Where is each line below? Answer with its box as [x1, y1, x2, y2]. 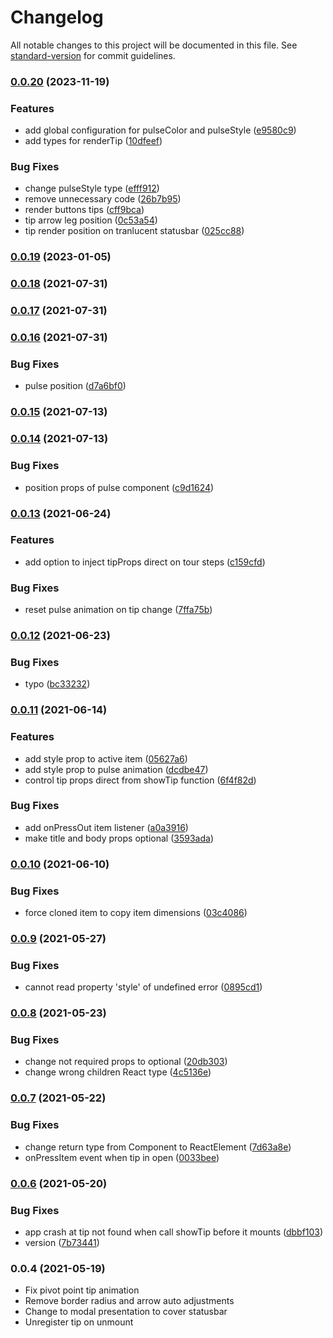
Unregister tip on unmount [24, 1316, 134, 1328]
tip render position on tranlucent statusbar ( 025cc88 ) [24, 225, 245, 237]
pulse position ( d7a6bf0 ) [24, 380, 127, 392]
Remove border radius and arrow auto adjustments [24, 1295, 235, 1307]
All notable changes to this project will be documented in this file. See [10, 39, 298, 51]
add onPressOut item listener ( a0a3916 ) [24, 821, 189, 833]
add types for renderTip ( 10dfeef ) [24, 135, 163, 147]
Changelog [10, 6, 104, 29]
